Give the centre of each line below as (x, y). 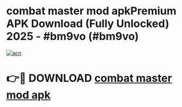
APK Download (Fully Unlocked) (88, 24)
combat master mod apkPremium (91, 11)
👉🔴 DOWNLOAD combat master (89, 78)
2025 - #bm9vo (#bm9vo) (73, 36)
